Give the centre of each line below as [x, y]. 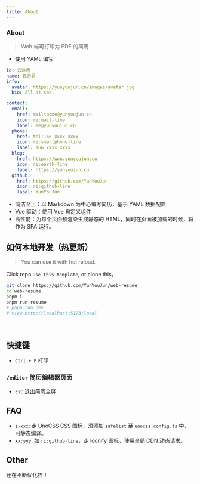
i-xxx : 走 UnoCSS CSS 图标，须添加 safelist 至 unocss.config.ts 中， [102, 426]
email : [20, 109]
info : [13, 81]
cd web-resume [24, 291]
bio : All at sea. [33, 93]
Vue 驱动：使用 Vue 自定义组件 [53, 212]
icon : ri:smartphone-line [49, 142]
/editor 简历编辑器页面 [39, 377]
